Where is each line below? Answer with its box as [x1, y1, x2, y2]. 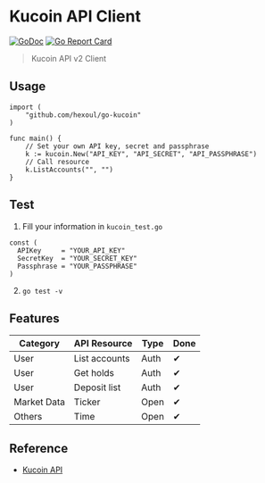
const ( [9, 238, 38, 247]
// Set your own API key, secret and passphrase [25, 141, 210, 151]
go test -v [21, 287, 63, 296]
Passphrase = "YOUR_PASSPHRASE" [17, 262, 138, 271]
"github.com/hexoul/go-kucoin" [25, 110, 142, 120]
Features [9, 311, 60, 326]
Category [19, 337, 61, 350]
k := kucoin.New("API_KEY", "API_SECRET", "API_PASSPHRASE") [25, 149, 257, 158]
